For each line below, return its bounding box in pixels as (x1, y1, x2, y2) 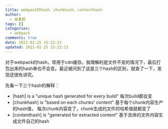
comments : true (5, 36, 37, 41)
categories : (5, 26, 30, 31)
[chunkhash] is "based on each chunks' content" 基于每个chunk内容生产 (12, 99, 163, 105)
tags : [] (5, 21, 24, 27)
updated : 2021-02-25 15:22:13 (5, 45, 69, 50)
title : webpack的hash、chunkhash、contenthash (5, 7, 102, 13)
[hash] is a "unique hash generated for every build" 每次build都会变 (12, 93, 152, 99)
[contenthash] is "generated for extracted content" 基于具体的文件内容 (12, 111, 159, 118)
